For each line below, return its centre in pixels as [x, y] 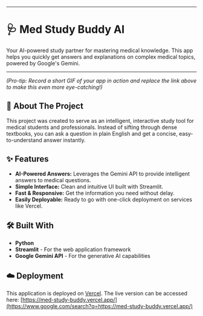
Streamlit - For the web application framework [73, 249]
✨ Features [27, 159]
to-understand [24, 140]
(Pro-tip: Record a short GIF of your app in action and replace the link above [101, 81]
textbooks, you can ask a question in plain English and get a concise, [92, 133]
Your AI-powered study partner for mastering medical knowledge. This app [100, 50]
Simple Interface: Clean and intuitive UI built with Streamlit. [89, 186]
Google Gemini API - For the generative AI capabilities [83, 256]
